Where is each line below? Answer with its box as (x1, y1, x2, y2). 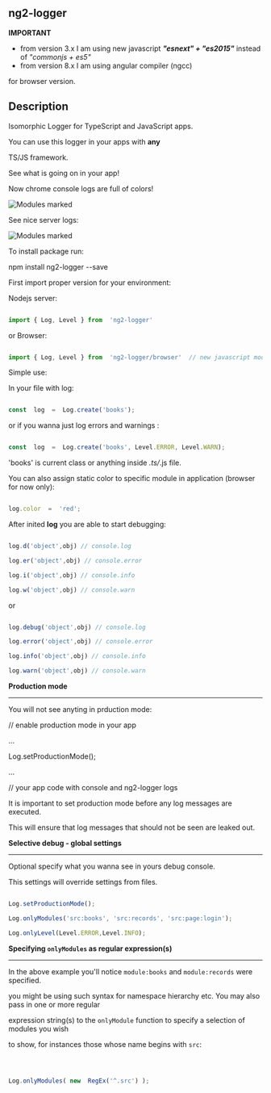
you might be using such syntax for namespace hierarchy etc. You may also (8, 990, 261, 1000)
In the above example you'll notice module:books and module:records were (8, 966, 253, 976)
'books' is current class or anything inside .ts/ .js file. (8, 458, 181, 467)
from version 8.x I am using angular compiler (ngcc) (19, 61, 193, 70)
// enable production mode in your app (8, 720, 137, 730)
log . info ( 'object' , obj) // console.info (8, 652, 147, 660)
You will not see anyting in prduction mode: (8, 705, 152, 714)
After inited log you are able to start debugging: (8, 520, 167, 529)
